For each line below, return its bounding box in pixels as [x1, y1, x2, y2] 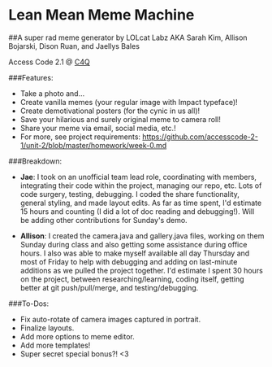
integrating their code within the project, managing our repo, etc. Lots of [19, 181, 262, 190]
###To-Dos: [8, 299, 50, 308]
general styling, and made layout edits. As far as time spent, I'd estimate [19, 198, 262, 208]
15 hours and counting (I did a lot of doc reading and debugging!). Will [19, 206, 255, 216]
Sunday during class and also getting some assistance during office [19, 239, 248, 249]
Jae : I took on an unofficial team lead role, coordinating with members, [19, 172, 257, 181]
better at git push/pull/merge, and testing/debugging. [19, 282, 199, 292]
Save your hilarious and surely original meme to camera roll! [19, 114, 222, 124]
